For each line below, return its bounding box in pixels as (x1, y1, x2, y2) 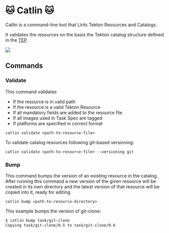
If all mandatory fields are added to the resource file (12, 109, 123, 115)
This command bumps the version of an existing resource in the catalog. (5, 172, 158, 179)
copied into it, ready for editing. (5, 189, 72, 195)
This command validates (5, 88, 57, 94)
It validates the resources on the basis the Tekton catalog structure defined (5, 31, 164, 37)
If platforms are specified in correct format (12, 120, 103, 126)
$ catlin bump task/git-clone (5, 218, 70, 223)
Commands (5, 62, 44, 70)
